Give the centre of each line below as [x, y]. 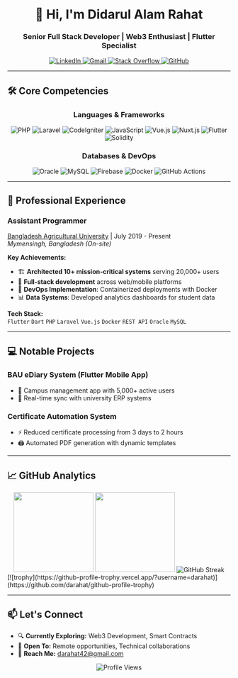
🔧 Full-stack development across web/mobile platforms [100, 282]
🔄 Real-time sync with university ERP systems [84, 398]
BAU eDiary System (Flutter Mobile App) [78, 375]
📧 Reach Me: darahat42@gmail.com [70, 653]
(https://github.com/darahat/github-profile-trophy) [81, 584]
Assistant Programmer [47, 221]
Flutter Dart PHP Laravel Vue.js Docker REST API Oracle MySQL [97, 322]
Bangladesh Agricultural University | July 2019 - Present [89, 236]
